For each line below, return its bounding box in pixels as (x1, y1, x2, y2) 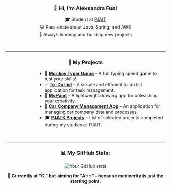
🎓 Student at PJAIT (64, 16, 107, 22)
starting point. (70, 178, 101, 184)
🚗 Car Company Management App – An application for (44, 103, 160, 109)
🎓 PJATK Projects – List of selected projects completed (44, 114, 163, 120)
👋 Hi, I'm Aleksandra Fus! (54, 5, 117, 12)
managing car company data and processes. (44, 109, 138, 115)
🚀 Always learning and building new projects (39, 32, 132, 38)
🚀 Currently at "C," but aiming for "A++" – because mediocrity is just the (7, 173, 164, 179)
